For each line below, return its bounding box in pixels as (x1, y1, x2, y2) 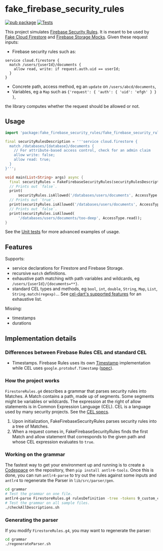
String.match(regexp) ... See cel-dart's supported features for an (12, 291, 142, 297)
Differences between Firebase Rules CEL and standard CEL (5, 349, 147, 356)
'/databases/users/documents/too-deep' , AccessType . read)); (17, 215, 142, 221)
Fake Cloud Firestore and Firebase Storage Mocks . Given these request (5, 34, 148, 40)
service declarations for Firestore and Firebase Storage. (12, 265, 124, 271)
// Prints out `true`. (9, 198, 55, 203)
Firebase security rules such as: (12, 49, 76, 54)
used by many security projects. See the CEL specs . (5, 409, 110, 415)
